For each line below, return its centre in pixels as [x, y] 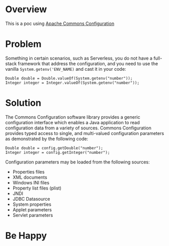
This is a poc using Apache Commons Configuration [60, 23]
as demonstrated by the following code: [47, 139]
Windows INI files [31, 182]
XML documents [30, 177]
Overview [26, 9]
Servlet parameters [33, 215]
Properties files [28, 172]
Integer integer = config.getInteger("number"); [58, 152]
